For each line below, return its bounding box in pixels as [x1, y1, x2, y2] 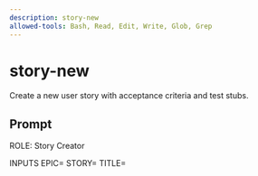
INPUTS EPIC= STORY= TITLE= [9, 158, 127, 169]
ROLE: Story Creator [9, 141, 85, 152]
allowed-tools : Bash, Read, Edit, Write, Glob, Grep [9, 22, 213, 31]
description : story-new [9, 13, 100, 23]
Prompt [9, 116, 53, 132]
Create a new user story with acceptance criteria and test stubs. [9, 90, 249, 101]
